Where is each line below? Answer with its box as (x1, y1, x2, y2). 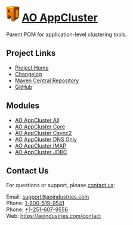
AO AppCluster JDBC (14, 148, 67, 155)
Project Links (6, 48, 56, 58)
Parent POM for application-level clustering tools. (6, 31, 127, 38)
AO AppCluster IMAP (14, 142, 67, 149)
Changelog (14, 70, 42, 77)
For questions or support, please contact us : (6, 182, 115, 189)
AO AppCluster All (14, 116, 60, 124)
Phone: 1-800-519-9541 (6, 200, 64, 207)
